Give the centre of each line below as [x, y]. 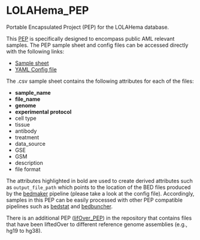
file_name [28, 99]
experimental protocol [43, 112]
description [29, 163]
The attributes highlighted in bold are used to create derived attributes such [99, 181]
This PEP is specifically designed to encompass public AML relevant [90, 38]
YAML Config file [36, 69]
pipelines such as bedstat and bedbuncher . [60, 206]
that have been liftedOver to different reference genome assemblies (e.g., [97, 224]
